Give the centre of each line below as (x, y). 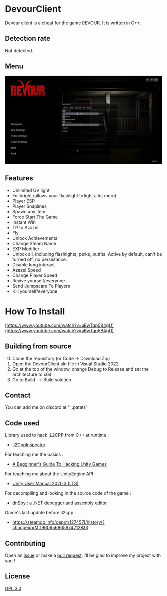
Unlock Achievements (35, 238)
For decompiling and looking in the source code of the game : (68, 493)
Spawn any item (29, 211)
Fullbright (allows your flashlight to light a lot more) (64, 195)
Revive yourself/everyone (39, 280)
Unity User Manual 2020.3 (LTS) (45, 484)
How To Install (35, 311)
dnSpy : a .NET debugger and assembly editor (60, 503)
